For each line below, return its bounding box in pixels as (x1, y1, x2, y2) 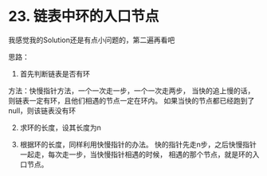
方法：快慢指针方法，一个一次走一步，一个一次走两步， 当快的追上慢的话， (8, 85, 255, 96)
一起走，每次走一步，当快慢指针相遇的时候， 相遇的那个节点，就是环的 (19, 149, 253, 159)
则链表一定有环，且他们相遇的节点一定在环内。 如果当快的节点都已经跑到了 (8, 96, 255, 105)
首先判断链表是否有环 (19, 68, 90, 78)
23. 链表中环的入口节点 (8, 7, 159, 25)
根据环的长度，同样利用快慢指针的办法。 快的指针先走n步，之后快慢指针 (19, 139, 257, 149)
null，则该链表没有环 (8, 105, 77, 115)
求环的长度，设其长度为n (19, 123, 102, 132)
